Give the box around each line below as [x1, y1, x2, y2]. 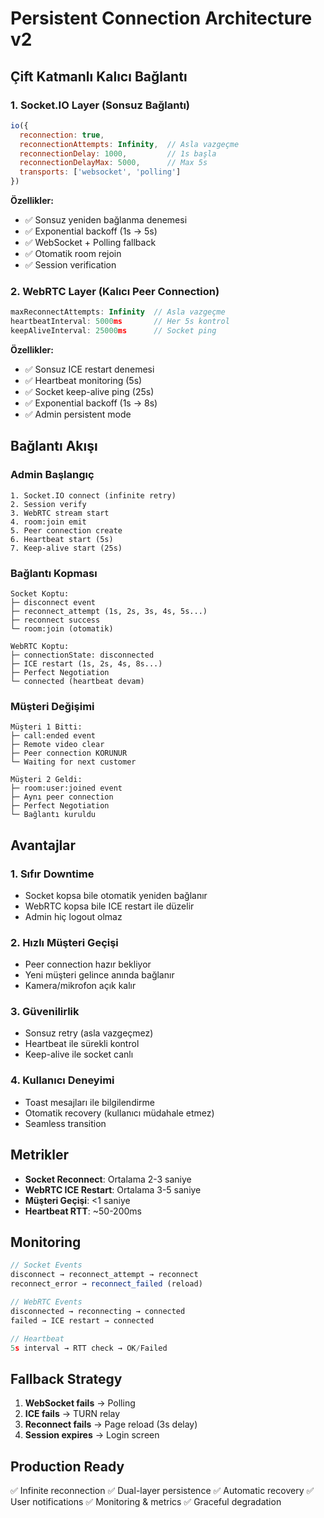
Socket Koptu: [10, 588, 70, 599]
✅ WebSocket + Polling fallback [24, 237, 157, 248]
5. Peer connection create [10, 525, 123, 536]
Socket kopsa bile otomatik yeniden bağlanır [24, 889, 208, 901]
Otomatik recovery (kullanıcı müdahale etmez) [24, 1107, 215, 1119]
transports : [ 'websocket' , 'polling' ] [19, 167, 182, 177]
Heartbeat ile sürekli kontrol [24, 1038, 140, 1050]
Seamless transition [24, 1117, 107, 1129]
